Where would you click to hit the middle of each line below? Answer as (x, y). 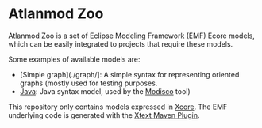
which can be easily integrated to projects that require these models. (121, 43)
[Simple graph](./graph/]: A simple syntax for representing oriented (129, 74)
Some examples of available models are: (74, 59)
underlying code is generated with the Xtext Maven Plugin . (104, 115)
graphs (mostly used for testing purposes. (89, 83)
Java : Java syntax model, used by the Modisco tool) (105, 91)
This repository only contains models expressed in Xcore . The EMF (118, 107)
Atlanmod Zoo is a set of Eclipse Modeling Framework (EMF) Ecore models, (132, 36)
